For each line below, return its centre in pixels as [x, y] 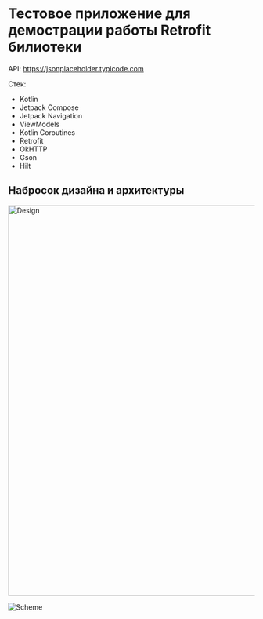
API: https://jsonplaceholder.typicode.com [76, 68]
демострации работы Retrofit [110, 30]
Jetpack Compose [49, 107]
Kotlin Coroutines [47, 132]
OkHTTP [33, 149]
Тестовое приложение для [99, 14]
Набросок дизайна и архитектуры [96, 190]
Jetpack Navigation [51, 115]
